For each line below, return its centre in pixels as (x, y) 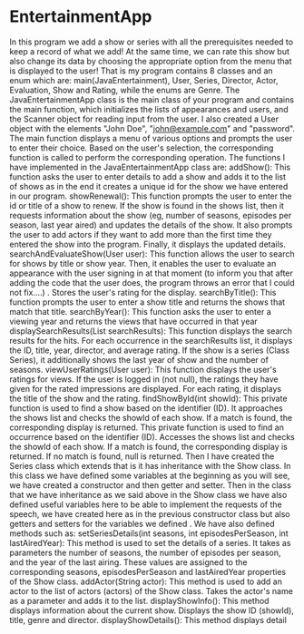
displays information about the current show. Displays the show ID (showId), (152, 610)
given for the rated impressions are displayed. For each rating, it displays (146, 388)
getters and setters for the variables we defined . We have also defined (142, 523)
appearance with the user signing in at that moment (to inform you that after (151, 273)
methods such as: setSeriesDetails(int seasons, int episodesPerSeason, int (149, 533)
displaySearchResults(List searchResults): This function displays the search (151, 331)
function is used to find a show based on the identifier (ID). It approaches (146, 408)
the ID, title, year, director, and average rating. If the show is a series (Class (150, 350)
